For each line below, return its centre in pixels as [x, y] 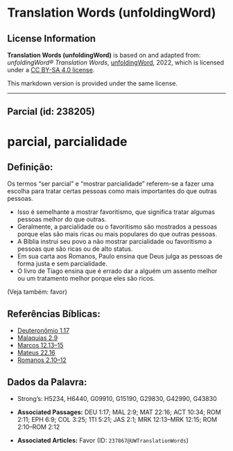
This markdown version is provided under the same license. [93, 83]
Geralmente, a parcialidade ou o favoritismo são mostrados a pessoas [117, 227]
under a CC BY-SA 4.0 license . [51, 70]
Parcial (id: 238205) [51, 112]
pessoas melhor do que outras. [62, 220]
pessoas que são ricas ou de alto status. [75, 249]
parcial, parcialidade [67, 141]
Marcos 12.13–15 [40, 345]
